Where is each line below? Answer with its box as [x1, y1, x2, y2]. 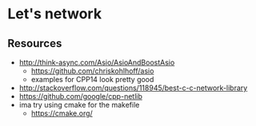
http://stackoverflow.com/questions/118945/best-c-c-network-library [18, 83, 248, 93]
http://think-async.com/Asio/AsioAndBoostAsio [18, 57, 175, 67]
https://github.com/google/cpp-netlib [18, 92, 143, 100]
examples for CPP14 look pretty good [30, 75, 154, 84]
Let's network [7, 5, 102, 23]
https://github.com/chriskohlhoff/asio [30, 66, 154, 76]
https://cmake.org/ [30, 108, 93, 118]
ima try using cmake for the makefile [18, 100, 140, 109]
